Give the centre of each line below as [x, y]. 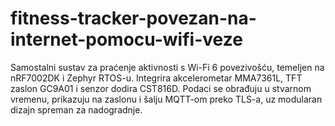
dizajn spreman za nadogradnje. [76, 109]
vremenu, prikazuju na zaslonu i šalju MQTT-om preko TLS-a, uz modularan [166, 99]
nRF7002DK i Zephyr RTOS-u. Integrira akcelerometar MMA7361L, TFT [156, 78]
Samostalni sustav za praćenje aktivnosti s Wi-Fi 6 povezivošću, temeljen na [167, 67]
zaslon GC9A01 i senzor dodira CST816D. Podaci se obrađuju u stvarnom [161, 88]
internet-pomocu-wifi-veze [126, 39]
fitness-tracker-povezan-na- [133, 18]
